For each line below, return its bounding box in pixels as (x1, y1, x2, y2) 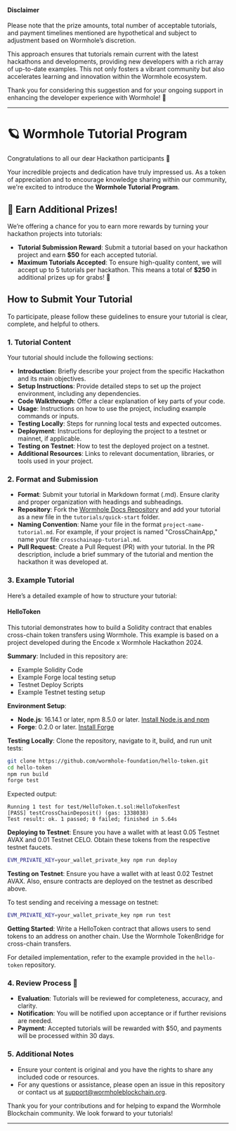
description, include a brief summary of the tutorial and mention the (17, 550, 214, 559)
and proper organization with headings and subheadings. (17, 497, 183, 507)
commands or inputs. (17, 412, 79, 421)
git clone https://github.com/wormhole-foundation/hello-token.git (7, 758, 209, 765)
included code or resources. (17, 1073, 100, 1081)
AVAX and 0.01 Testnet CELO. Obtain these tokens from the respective (7, 836, 211, 844)
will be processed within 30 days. (17, 1032, 114, 1040)
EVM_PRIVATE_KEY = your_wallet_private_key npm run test (7, 912, 171, 919)
